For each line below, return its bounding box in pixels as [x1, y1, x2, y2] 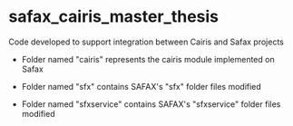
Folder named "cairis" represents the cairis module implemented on [21, 53, 275, 64]
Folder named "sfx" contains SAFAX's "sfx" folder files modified [21, 81, 262, 92]
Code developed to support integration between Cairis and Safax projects [8, 36, 285, 47]
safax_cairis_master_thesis [8, 6, 220, 27]
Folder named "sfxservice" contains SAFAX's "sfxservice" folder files [21, 98, 281, 110]
